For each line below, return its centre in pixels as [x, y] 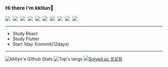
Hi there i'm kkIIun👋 [29, 8]
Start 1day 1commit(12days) [40, 44]
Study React [25, 34]
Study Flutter [26, 39]
